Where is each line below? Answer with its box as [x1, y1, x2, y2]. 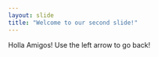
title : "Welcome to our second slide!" [8, 19, 138, 27]
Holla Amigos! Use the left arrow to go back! [8, 40, 151, 49]
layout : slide [8, 11, 55, 20]
